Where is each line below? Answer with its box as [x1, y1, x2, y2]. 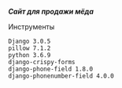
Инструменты [8, 22, 55, 31]
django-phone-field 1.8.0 [8, 65, 93, 73]
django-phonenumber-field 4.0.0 [8, 72, 114, 80]
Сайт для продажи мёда [8, 7, 94, 16]
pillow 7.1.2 [8, 44, 51, 52]
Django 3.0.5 [8, 37, 51, 45]
